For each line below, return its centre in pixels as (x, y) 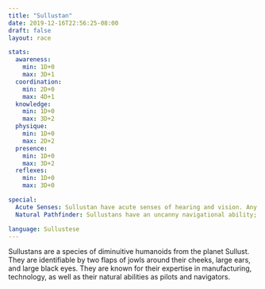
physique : (31, 127)
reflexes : (31, 171)
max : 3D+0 (39, 186)
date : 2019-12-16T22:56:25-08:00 (63, 23)
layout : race (30, 38)
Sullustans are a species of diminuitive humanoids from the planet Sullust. (129, 252)
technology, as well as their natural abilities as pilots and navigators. (119, 277)
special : (23, 200)
